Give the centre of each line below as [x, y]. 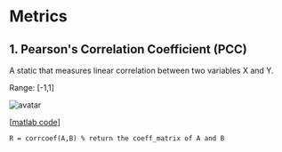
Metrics [39, 16]
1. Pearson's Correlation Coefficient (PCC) [128, 49]
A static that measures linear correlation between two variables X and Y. [141, 70]
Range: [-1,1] [32, 88]
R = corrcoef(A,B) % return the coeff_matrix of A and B [117, 139]
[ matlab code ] [35, 122]
